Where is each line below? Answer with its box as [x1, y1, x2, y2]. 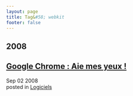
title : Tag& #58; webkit [6, 14, 65, 20]
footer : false [6, 19, 41, 25]
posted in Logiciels [6, 83, 52, 90]
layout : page [6, 8, 38, 15]
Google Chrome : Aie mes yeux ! [6, 61, 127, 71]
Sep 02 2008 [6, 77, 38, 84]
